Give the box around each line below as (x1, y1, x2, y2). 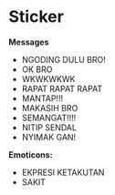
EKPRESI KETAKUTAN (21, 167, 105, 178)
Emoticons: (8, 149, 53, 160)
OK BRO (21, 64, 53, 75)
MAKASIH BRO (21, 102, 78, 113)
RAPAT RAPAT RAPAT (21, 83, 102, 94)
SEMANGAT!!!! (21, 112, 77, 123)
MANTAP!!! (21, 93, 64, 104)
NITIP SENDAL (21, 121, 77, 133)
